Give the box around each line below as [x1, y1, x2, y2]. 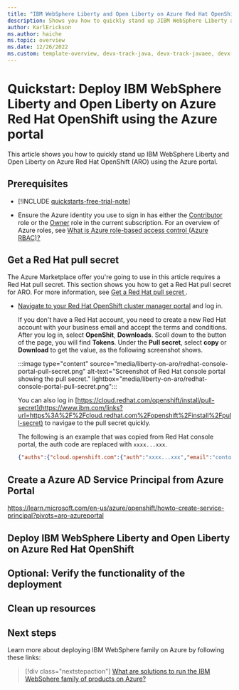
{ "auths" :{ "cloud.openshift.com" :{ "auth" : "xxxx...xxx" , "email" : [17, 454, 213, 461]
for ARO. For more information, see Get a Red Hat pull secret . [7, 288, 188, 296]
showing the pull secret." [17, 375, 91, 383]
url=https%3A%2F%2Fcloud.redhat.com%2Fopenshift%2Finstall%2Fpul [17, 411, 232, 420]
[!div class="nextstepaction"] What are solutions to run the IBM [24, 667, 211, 676]
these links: [7, 653, 41, 662]
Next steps [7, 627, 57, 639]
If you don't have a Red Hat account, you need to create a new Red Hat [17, 315, 226, 324]
